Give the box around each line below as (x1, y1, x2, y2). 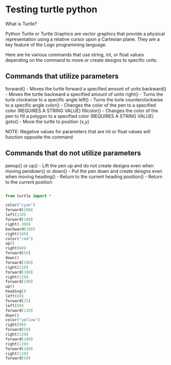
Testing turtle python (5, 4, 98, 15)
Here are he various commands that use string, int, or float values (5, 51, 144, 58)
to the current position (5, 179, 52, 185)
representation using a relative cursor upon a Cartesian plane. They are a (5, 36, 160, 42)
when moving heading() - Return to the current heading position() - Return (5, 173, 163, 180)
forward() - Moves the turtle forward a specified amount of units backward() (5, 85, 167, 92)
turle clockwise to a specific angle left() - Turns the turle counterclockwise (5, 96, 163, 102)
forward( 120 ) (5, 308, 33, 313)
